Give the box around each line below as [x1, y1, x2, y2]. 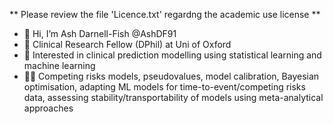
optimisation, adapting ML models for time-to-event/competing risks [23, 81, 306, 93]
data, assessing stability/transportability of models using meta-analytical [23, 92, 324, 103]
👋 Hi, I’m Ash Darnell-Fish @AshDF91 [23, 28, 177, 39]
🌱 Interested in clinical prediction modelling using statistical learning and [23, 49, 322, 61]
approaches [23, 102, 74, 114]
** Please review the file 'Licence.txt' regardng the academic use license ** [9, 9, 321, 20]
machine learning [23, 60, 96, 71]
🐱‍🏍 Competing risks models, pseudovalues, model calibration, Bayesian [23, 70, 320, 82]
